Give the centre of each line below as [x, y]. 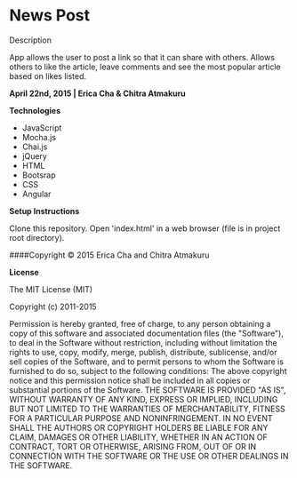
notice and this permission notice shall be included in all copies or [130, 380]
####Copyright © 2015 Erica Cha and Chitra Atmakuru [109, 255]
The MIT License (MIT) [51, 289]
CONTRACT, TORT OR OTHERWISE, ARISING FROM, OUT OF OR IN [133, 446]
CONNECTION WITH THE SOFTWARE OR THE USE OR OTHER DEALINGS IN [149, 456]
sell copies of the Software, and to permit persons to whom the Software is [147, 362]
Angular [36, 194]
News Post [50, 16]
